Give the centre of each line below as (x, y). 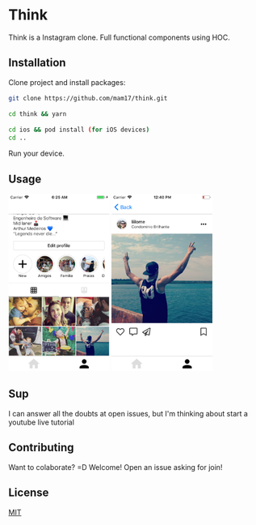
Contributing (41, 448)
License (29, 493)
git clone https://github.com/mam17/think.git (88, 98)
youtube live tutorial (42, 422)
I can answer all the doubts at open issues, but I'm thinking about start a (128, 413)
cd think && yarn (38, 114)
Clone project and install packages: (67, 82)
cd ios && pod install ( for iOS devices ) (79, 130)
